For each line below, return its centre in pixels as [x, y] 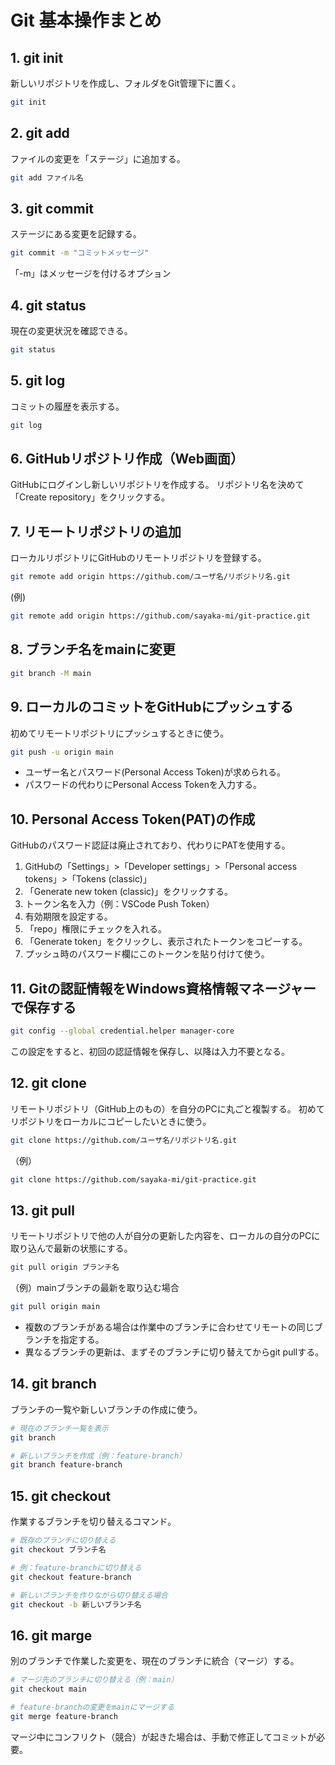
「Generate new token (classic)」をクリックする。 [128, 892]
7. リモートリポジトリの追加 [96, 531]
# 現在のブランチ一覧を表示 [60, 1428]
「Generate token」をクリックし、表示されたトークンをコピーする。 [166, 942]
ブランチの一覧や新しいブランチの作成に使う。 [106, 1409]
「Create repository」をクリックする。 [90, 497]
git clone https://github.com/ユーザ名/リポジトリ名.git [124, 1140]
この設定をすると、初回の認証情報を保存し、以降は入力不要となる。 [150, 1051]
